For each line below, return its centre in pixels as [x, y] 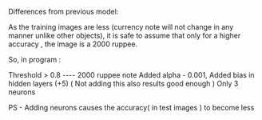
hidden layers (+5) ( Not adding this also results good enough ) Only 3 [123, 84]
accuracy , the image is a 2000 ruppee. [73, 44]
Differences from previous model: [64, 12]
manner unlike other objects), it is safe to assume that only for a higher [125, 36]
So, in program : [35, 60]
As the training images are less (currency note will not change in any [121, 27]
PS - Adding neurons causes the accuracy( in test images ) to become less [131, 108]
